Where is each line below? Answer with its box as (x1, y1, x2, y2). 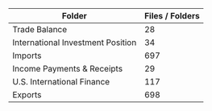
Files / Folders (143, 10, 200, 21)
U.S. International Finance (12, 76, 110, 87)
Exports (12, 89, 42, 100)
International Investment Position (12, 37, 137, 47)
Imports (12, 50, 42, 61)
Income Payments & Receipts (12, 64, 123, 74)
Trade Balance (12, 24, 68, 35)
